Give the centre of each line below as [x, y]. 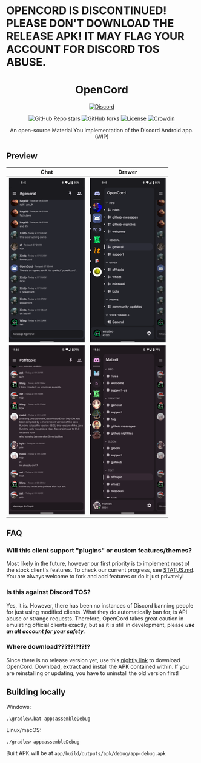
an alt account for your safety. [46, 631]
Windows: [19, 707]
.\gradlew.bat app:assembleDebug [48, 719]
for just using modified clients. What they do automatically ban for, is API [97, 612]
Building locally [36, 692]
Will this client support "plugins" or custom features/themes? [99, 550]
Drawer [128, 172]
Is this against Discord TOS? [48, 592]
